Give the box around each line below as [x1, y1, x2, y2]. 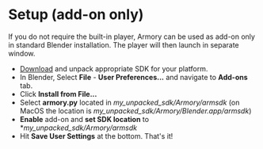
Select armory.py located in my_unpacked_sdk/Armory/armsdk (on [19, 97, 240, 107]
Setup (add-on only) [8, 6, 144, 24]
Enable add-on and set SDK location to [19, 114, 149, 124]
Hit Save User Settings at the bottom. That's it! [19, 131, 173, 140]
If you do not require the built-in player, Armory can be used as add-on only [8, 32, 256, 41]
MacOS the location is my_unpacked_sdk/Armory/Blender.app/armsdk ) [19, 105, 252, 116]
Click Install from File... [19, 89, 97, 98]
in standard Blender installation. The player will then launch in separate [8, 40, 239, 49]
